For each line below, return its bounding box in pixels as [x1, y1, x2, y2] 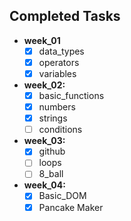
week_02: [23, 79, 66, 91]
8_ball [38, 168, 64, 180]
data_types [38, 45, 85, 57]
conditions [38, 124, 83, 136]
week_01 [23, 34, 61, 46]
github [38, 145, 66, 158]
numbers [38, 101, 76, 113]
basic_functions [38, 90, 105, 101]
